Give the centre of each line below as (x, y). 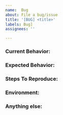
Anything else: (24, 106)
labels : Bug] (19, 24)
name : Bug (17, 10)
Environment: (22, 93)
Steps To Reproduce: (32, 79)
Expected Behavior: (30, 65)
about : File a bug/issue (31, 15)
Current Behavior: (28, 52)
